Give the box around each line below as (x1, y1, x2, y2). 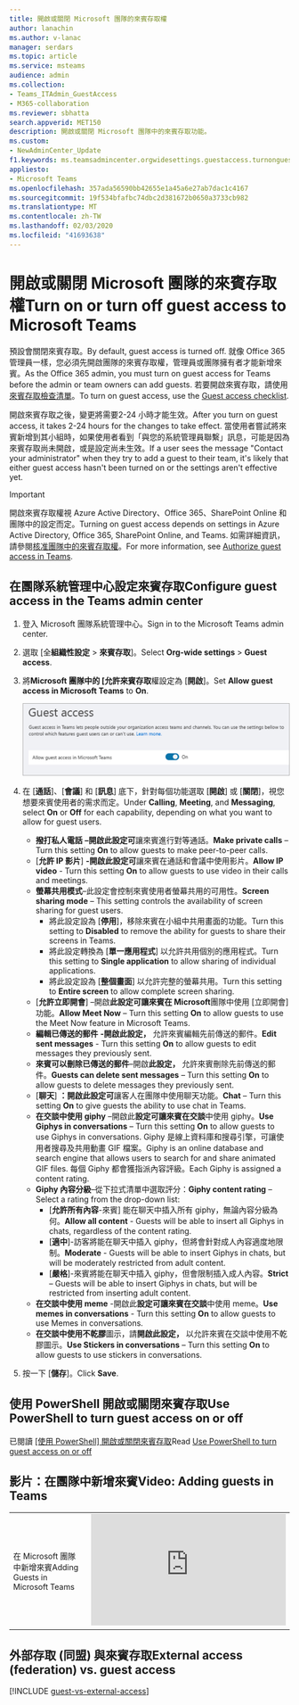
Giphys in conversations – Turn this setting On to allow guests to (35, 1121, 275, 1131)
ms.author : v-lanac (9, 33, 82, 42)
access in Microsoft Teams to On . (21, 685, 149, 696)
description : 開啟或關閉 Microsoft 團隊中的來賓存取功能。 (9, 128, 212, 137)
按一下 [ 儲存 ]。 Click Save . (21, 1368, 119, 1378)
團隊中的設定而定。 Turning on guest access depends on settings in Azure (9, 518, 280, 529)
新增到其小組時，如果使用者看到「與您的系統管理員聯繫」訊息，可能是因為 (16, 431, 290, 442)
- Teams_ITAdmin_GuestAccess (9, 89, 117, 98)
